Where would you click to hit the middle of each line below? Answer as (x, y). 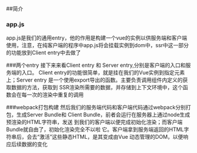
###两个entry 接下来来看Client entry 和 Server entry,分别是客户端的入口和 (96, 65)
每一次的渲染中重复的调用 (52, 95)
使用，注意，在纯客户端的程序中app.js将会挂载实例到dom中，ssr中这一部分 (98, 45)
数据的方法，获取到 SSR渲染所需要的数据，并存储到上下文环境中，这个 (97, 87)
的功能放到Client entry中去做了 (44, 53)
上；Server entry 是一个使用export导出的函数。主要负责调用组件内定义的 (94, 80)
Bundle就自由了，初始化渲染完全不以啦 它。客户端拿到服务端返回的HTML (95, 129)
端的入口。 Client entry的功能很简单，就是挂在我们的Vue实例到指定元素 (98, 73)
